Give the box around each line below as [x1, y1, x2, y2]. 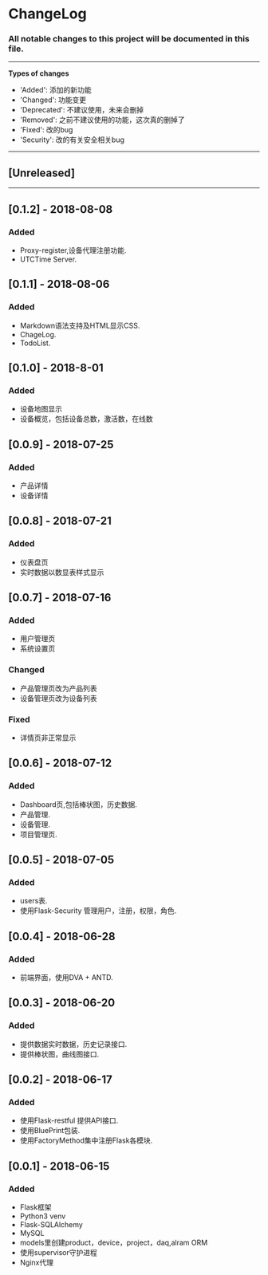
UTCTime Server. [19, 254, 77, 264]
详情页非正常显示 [19, 733, 77, 742]
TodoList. [19, 338, 51, 348]
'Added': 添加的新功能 [19, 85, 92, 95]
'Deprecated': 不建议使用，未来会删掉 [19, 105, 144, 115]
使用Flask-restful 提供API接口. [19, 1116, 119, 1125]
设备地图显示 [19, 404, 62, 414]
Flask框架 [19, 1202, 52, 1212]
